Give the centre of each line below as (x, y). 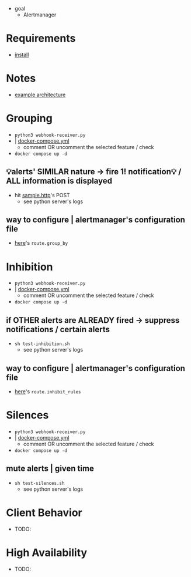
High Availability (47, 553)
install (22, 55)
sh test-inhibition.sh (42, 344)
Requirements (41, 38)
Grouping (29, 118)
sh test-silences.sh (39, 483)
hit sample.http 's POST (42, 195)
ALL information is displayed (59, 181)
